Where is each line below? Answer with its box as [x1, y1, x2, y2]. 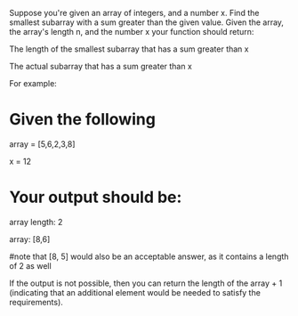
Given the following [9, 109, 156, 130]
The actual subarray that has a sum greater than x [9, 61, 193, 71]
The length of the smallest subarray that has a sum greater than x [9, 44, 249, 54]
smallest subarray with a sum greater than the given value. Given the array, [9, 17, 285, 28]
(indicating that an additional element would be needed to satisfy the [9, 287, 261, 297]
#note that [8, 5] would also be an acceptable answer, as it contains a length [9, 251, 289, 262]
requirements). [9, 296, 64, 307]
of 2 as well [9, 260, 52, 271]
